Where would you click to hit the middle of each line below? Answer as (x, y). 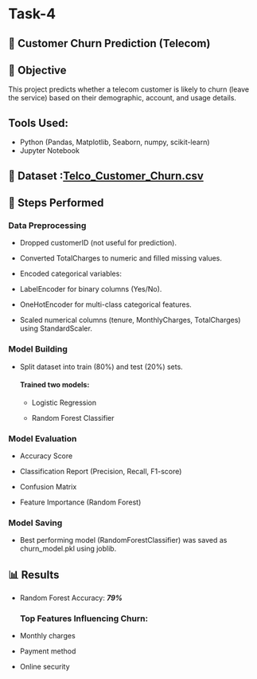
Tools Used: (39, 123)
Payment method (48, 651)
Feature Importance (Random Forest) (80, 502)
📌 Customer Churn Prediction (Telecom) (109, 43)
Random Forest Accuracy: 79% (71, 598)
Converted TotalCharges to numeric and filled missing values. (121, 258)
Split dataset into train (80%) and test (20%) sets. (101, 367)
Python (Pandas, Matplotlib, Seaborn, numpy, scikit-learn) (115, 142)
